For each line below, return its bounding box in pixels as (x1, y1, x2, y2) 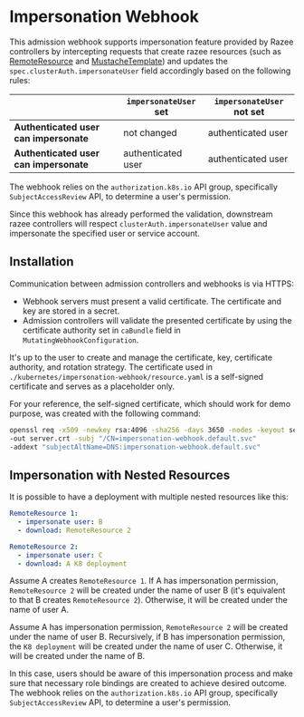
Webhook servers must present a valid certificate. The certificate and (22, 296, 282, 306)
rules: (9, 74, 31, 85)
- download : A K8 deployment (17, 559, 128, 568)
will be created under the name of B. (9, 651, 146, 662)
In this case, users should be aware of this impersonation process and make (9, 668, 294, 679)
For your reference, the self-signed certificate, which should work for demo (9, 398, 291, 409)
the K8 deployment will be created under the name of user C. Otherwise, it (9, 641, 283, 652)
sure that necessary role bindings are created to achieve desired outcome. (9, 678, 288, 689)
